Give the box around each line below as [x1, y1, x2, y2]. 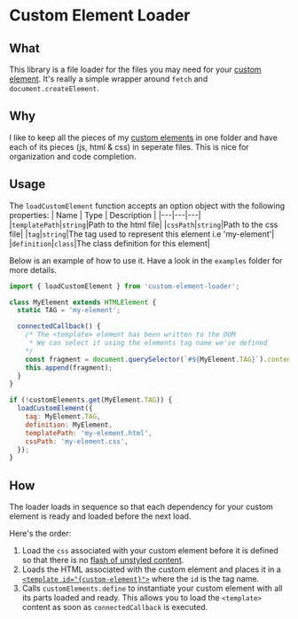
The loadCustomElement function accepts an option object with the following [9, 200, 286, 211]
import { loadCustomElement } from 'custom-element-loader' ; [9, 281, 240, 291]
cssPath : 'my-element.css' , [25, 436, 129, 446]
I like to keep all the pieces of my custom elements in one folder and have [9, 132, 278, 143]
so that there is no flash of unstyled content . [21, 555, 184, 566]
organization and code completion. [9, 151, 137, 161]
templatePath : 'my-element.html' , [25, 428, 153, 437]
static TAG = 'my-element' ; [17, 306, 122, 315]
